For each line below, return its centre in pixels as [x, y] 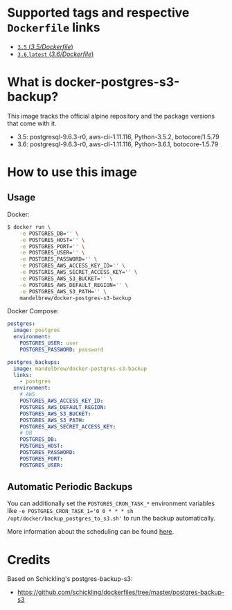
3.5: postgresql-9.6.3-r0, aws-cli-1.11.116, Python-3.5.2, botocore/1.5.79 [118, 137]
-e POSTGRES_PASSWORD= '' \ [59, 259]
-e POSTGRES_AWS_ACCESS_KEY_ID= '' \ [73, 266]
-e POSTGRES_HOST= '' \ [52, 240]
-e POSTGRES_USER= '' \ [52, 253]
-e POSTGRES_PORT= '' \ [52, 246]
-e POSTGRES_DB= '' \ [49, 234]
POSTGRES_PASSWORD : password [62, 349]
